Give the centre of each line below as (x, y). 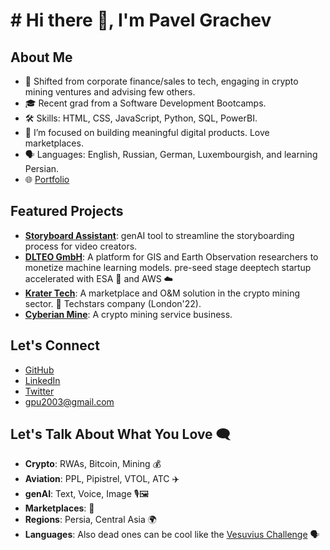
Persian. (42, 168)
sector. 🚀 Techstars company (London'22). (113, 303)
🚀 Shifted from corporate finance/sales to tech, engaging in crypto (161, 81)
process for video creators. (81, 246)
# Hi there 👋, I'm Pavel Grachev (141, 20)
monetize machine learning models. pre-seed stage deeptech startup (168, 267)
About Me (41, 57)
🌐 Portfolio (47, 179)
